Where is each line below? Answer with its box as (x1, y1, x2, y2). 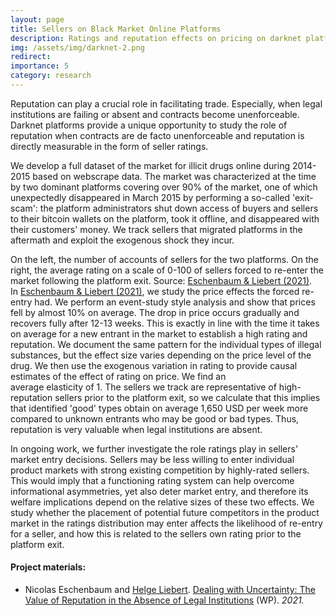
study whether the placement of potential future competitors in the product (10, 506, 320, 518)
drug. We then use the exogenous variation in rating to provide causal (10, 359, 298, 371)
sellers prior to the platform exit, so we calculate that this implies (54, 391, 321, 403)
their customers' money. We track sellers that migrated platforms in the (10, 223, 303, 235)
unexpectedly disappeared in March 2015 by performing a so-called (10, 191, 291, 203)
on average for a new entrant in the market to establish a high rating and (10, 327, 308, 340)
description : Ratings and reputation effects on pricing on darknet (10, 33, 302, 43)
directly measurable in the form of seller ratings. (10, 140, 209, 152)
